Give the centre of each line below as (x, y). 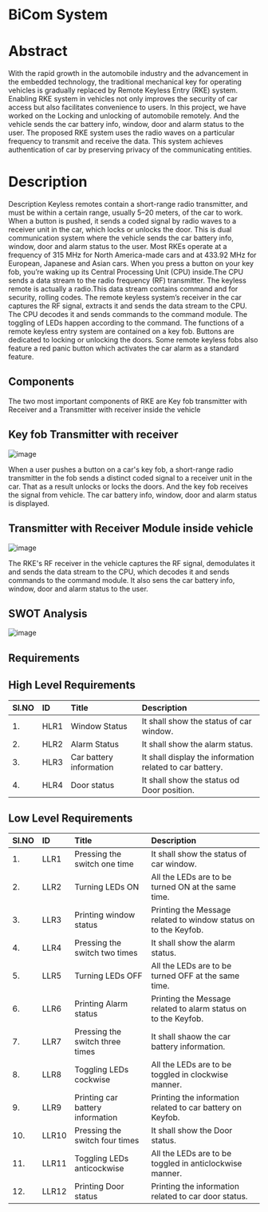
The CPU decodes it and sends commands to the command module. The (128, 315)
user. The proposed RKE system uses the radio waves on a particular (122, 133)
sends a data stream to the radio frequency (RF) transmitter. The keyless (128, 280)
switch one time (104, 864)
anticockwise (99, 1169)
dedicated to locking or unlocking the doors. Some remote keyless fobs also (133, 340)
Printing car (96, 1098)
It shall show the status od (191, 780)
